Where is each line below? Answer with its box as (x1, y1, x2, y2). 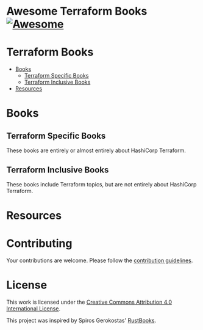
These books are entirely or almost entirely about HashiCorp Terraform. (6, 147, 186, 154)
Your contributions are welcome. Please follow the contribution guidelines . (6, 257, 193, 264)
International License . (6, 305, 61, 312)
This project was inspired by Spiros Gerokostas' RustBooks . (6, 317, 157, 324)
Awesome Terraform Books (6, 4, 148, 18)
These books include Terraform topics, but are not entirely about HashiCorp (6, 180, 197, 188)
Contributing (6, 237, 73, 251)
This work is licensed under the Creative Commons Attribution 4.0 (6, 298, 173, 306)
